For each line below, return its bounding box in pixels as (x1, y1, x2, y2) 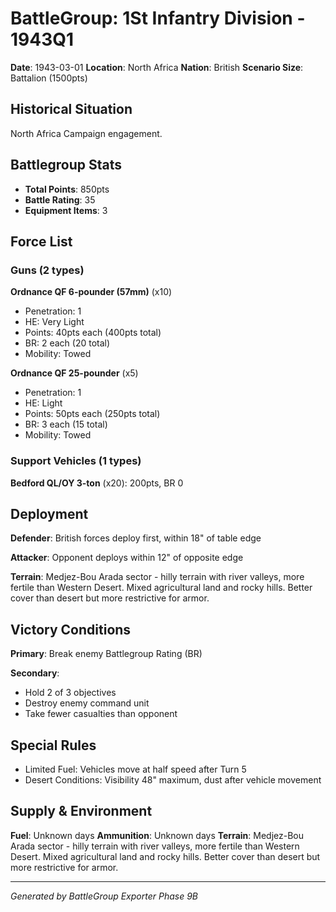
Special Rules (10, 737, 97, 754)
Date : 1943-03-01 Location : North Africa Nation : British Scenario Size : (10, 61, 304, 73)
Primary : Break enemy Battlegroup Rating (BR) (10, 648, 203, 660)
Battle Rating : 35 (24, 193, 96, 206)
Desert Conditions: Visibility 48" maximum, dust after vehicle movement (24, 773, 322, 786)
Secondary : (10, 667, 60, 679)
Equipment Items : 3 (24, 204, 108, 216)
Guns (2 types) (10, 263, 85, 277)
